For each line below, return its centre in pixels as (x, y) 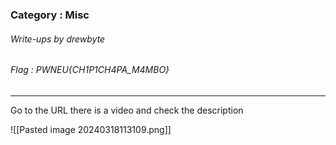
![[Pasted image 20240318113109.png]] (91, 129)
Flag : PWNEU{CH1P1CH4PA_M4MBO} (90, 70)
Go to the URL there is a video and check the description (127, 110)
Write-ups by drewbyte (58, 39)
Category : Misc (50, 15)
